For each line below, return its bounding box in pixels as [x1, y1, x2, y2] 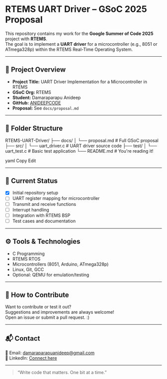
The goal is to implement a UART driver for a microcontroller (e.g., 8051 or [5, 41, 158, 47]
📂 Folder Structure [5, 124, 63, 133]
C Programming [12, 250, 45, 257]
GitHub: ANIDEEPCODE [12, 99, 61, 105]
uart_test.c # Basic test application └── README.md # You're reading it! [5, 148, 154, 154]
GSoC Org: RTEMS [12, 89, 51, 95]
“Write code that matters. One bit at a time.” [17, 370, 107, 376]
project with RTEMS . [5, 36, 48, 42]
